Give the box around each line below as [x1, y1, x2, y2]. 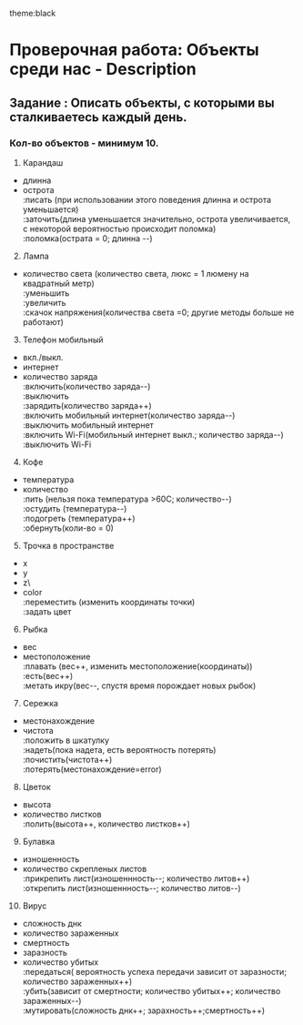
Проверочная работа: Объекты [9, 40, 259, 60]
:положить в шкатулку [22, 735, 109, 746]
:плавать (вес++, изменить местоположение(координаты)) [22, 660, 253, 672]
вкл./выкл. [22, 351, 64, 362]
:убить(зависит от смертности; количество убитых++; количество [22, 985, 281, 996]
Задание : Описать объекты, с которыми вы [9, 95, 275, 110]
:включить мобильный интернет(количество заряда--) [22, 410, 236, 421]
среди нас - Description [9, 59, 197, 80]
